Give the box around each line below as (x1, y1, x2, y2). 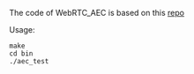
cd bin (9, 49, 34, 58)
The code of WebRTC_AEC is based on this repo (9, 8, 185, 18)
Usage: (9, 25, 35, 34)
